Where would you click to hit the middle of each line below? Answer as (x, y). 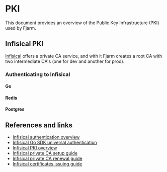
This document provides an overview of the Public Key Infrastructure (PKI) (82, 23)
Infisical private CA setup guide (45, 153)
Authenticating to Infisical (38, 74)
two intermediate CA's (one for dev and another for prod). (65, 61)
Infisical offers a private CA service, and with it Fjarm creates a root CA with (84, 56)
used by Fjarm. (21, 28)
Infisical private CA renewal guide (47, 158)
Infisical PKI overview (35, 148)
